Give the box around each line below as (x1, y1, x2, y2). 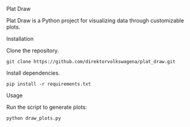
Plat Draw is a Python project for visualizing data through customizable (6, 17, 185, 24)
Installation (6, 35, 34, 42)
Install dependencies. (6, 69, 60, 77)
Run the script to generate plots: (6, 103, 87, 111)
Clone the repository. (6, 47, 59, 54)
